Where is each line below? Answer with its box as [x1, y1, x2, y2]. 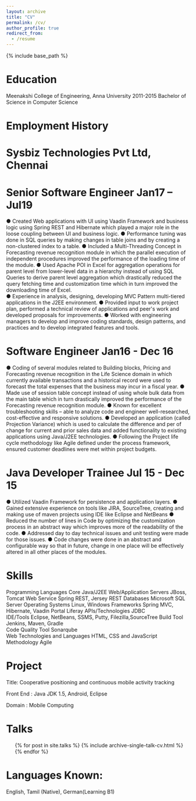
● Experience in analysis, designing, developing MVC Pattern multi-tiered [6, 293, 185, 300]
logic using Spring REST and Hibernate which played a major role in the [6, 224, 180, 231]
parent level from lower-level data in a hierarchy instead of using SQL [6, 268, 174, 275]
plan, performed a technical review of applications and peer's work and [6, 305, 180, 312]
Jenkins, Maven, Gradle [6, 620, 64, 627]
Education [6, 73, 57, 86]
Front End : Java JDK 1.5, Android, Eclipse [6, 690, 108, 697]
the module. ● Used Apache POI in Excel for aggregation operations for [6, 262, 181, 269]
